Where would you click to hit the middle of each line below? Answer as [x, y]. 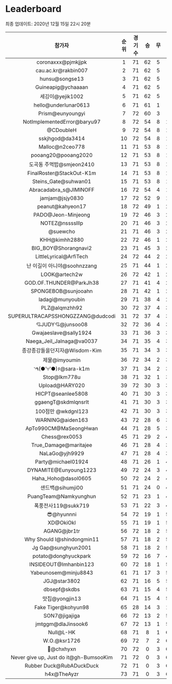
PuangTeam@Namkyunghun [62, 496]
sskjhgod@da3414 [62, 138]
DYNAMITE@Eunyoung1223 [62, 470]
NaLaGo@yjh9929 [62, 453]
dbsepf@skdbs [62, 589]
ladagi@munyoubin [62, 299]
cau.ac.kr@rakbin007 [62, 70]
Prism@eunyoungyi [62, 113]
